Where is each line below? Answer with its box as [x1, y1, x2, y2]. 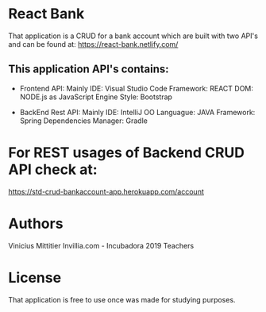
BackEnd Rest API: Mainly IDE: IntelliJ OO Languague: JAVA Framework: [19, 107, 256, 117]
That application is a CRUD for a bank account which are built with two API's [8, 31, 258, 40]
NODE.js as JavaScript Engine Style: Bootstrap [19, 92, 173, 102]
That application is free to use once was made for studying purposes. [8, 295, 236, 304]
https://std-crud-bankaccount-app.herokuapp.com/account [8, 187, 204, 196]
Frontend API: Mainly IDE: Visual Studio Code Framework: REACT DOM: [19, 83, 254, 93]
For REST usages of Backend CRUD [8, 144, 245, 161]
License [8, 268, 62, 287]
